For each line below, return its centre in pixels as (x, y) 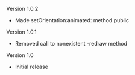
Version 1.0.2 (22, 9)
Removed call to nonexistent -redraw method (71, 43)
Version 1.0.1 (22, 32)
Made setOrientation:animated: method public (72, 20)
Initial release (31, 67)
